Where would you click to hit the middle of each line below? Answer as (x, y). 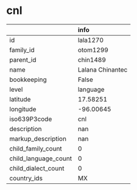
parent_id (23, 59)
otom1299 (93, 50)
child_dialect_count (37, 168)
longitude (23, 109)
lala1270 (91, 40)
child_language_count (40, 158)
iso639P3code (31, 119)
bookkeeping (28, 80)
